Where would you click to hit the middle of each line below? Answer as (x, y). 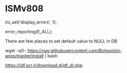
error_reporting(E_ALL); (29, 31)
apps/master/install (25, 56)
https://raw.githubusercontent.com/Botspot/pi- (75, 50)
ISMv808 (24, 9)
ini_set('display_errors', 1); (31, 22)
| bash (51, 56)
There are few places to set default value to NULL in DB (61, 41)
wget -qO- (16, 50)
